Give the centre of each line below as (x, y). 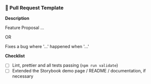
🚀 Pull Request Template (34, 8)
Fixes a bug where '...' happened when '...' (47, 47)
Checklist (15, 56)
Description (17, 18)
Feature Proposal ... (25, 28)
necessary (23, 76)
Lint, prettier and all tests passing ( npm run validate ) (65, 66)
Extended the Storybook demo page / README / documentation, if (79, 71)
